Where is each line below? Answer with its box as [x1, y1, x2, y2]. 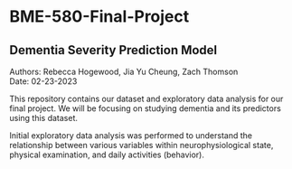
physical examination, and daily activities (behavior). [9, 149, 205, 160]
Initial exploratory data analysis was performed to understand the [9, 130, 253, 141]
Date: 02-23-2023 [9, 76, 78, 87]
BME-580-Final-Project [9, 6, 190, 27]
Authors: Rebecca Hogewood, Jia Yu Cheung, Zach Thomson [9, 66, 239, 77]
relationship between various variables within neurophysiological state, [9, 140, 274, 150]
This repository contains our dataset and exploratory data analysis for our [9, 93, 284, 104]
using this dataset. [9, 113, 79, 123]
